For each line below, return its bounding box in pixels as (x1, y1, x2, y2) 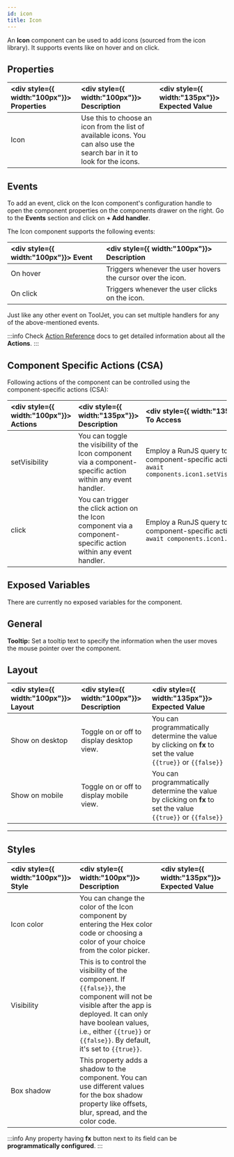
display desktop (81, 736, 134, 746)
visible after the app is (79, 1001, 152, 1011)
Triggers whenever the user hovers (105, 264, 221, 274)
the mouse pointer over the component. (7, 644, 121, 652)
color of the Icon (79, 902, 134, 912)
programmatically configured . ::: (7, 1142, 103, 1150)
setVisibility (10, 457, 49, 467)
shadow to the (79, 1064, 127, 1074)
